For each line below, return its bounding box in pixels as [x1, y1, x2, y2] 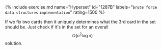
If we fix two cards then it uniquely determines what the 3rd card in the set [5, 19, 156, 25]
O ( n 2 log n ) [72, 32, 93, 38]
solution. [5, 40, 23, 46]
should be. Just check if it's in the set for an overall [5, 24, 109, 30]
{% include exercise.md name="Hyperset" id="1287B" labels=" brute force [5, 4, 157, 10]
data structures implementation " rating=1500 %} [5, 9, 105, 15]
